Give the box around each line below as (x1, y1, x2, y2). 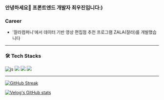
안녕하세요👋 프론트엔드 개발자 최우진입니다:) (5, 4, 103, 11)
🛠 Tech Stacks (5, 52, 41, 59)
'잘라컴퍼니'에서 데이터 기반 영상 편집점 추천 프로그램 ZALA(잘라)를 (12, 29, 140, 35)
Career (5, 17, 22, 24)
